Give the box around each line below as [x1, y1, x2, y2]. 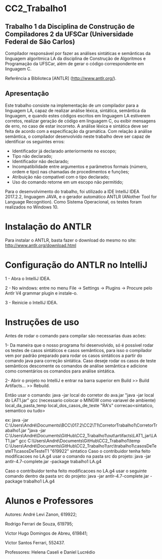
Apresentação [5, 90, 49, 98]
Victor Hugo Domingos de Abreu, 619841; [5, 530, 88, 536]
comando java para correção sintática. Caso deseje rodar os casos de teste [5, 357, 156, 363]
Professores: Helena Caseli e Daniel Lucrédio [5, 549, 96, 555]
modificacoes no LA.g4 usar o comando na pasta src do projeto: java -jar [5, 453, 151, 459]
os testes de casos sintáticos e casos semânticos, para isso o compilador [5, 347, 152, 353]
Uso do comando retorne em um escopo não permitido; [12, 179, 124, 185]
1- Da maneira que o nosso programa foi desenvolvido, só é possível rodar [5, 342, 154, 348]
